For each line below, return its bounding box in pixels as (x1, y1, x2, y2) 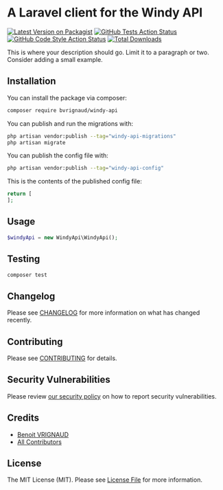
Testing (7, 253, 40, 265)
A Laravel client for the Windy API (7, 5, 203, 21)
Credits (7, 412, 40, 424)
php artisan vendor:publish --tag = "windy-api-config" (7, 165, 165, 172)
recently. (7, 316, 32, 324)
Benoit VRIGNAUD (16, 430, 69, 438)
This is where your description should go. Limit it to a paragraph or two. (7, 48, 209, 56)
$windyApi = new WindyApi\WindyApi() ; (7, 234, 118, 241)
